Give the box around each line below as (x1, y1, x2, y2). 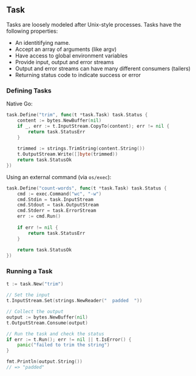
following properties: (6, 27, 58, 35)
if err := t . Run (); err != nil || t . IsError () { (6, 336, 132, 343)
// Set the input (6, 292, 50, 298)
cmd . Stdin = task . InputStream (17, 196, 94, 202)
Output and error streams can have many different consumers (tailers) (15, 65, 191, 72)
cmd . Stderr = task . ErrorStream (17, 208, 96, 214)
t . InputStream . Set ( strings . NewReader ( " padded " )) (6, 298, 143, 304)
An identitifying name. (15, 39, 70, 46)
